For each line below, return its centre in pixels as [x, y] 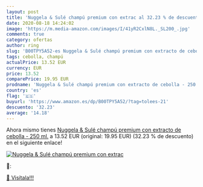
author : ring [23, 46]
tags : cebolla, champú [35, 57]
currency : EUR [24, 68]
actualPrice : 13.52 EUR [36, 62]
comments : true [25, 34]
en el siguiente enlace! [34, 143]
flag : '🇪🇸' [21, 96]
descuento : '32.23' [31, 107]
